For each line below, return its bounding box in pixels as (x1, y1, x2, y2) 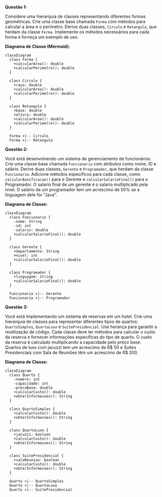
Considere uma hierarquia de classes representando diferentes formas (5, 14, 146, 19)
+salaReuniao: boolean (14, 458, 59, 463)
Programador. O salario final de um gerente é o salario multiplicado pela (5, 182, 148, 187)
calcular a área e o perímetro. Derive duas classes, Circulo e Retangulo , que (5, 24, 157, 30)
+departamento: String (14, 249, 59, 254)
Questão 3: (5, 304, 28, 310)
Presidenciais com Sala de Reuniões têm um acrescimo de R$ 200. (5, 349, 139, 355)
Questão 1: (5, 4, 27, 10)
